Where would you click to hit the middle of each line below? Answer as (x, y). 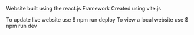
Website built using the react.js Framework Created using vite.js (83, 8)
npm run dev (22, 26)
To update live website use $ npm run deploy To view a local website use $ (97, 20)
